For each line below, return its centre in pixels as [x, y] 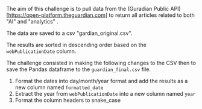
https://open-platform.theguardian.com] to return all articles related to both [101, 15]
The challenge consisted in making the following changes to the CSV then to [101, 63]
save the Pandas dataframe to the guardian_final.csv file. [78, 69]
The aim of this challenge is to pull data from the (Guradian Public [88, 9]
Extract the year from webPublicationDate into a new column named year [105, 94]
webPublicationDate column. [41, 51]
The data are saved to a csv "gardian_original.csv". [69, 33]
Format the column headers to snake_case [68, 100]
